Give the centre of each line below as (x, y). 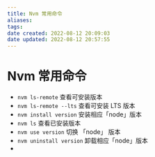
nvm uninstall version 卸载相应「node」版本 (82, 141)
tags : (15, 27)
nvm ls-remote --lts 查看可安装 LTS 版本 (76, 106)
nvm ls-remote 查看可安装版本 (60, 97)
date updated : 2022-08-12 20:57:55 (59, 40)
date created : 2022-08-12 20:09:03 (59, 33)
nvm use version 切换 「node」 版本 (69, 132)
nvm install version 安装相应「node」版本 (80, 114)
